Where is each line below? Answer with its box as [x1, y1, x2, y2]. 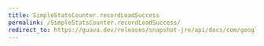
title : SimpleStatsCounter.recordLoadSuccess [8, 11, 159, 19]
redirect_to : [8, 26, 51, 34]
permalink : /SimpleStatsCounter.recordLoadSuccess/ [8, 19, 181, 27]
